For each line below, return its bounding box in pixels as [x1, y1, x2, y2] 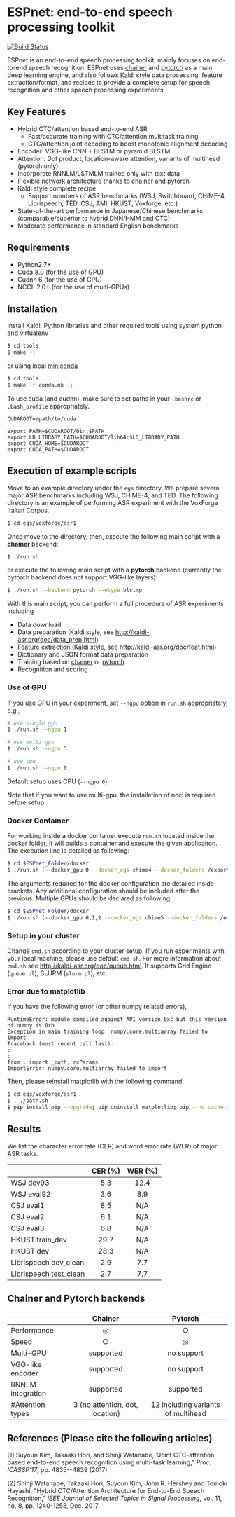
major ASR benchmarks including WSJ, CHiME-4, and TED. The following [7, 491, 218, 500]
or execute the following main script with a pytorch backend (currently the [7, 565, 222, 575]
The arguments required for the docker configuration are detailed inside [7, 879, 215, 887]
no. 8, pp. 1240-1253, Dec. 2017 [7, 1502, 99, 1510]
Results [7, 1123, 41, 1135]
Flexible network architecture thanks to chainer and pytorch [17, 177, 190, 185]
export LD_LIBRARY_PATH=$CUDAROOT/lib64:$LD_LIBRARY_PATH [7, 434, 180, 441]
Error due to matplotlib [7, 986, 85, 996]
